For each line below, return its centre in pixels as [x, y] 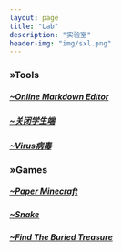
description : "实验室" [51, 35]
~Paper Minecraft [44, 191]
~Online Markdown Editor [59, 96]
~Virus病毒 [30, 146]
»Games [29, 169]
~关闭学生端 [32, 121]
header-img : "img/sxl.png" [61, 43]
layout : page [34, 18]
